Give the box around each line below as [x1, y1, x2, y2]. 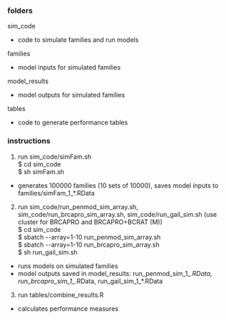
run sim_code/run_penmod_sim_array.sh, [17, 202, 139, 211]
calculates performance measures [17, 304, 119, 313]
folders [7, 6, 34, 16]
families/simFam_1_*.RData [17, 188, 95, 197]
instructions [7, 136, 51, 146]
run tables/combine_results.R [17, 290, 104, 299]
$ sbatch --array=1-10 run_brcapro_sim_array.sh [17, 240, 160, 249]
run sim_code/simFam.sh [17, 152, 91, 161]
